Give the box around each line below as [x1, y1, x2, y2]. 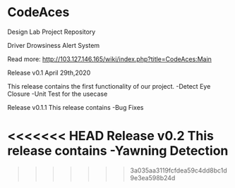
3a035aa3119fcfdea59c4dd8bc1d [130, 166, 227, 175]
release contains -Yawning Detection [7, 143, 229, 159]
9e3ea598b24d [130, 173, 176, 182]
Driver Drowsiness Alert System [7, 41, 100, 49]
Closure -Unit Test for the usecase [7, 89, 108, 98]
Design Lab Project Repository [7, 27, 96, 36]
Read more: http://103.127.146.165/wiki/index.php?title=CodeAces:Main [7, 54, 212, 63]
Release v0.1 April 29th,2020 [7, 68, 91, 77]
